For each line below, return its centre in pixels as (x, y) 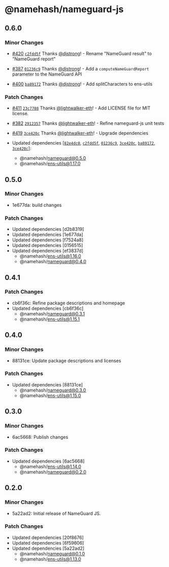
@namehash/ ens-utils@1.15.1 (50, 319)
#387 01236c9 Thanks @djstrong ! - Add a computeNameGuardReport (80, 68)
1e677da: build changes (37, 205)
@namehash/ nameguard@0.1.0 (52, 553)
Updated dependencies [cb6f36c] (48, 308)
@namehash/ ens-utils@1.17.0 (50, 164)
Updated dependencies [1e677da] (47, 235)
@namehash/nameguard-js (64, 9)
